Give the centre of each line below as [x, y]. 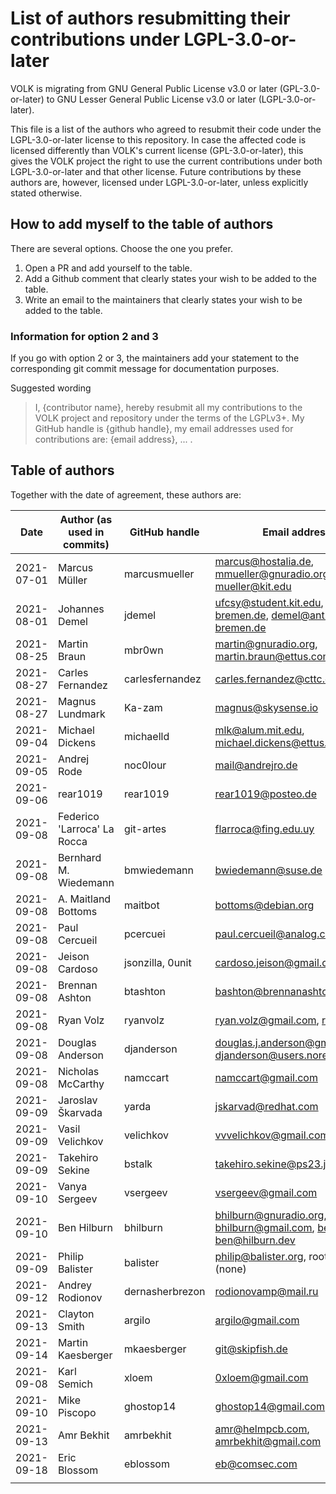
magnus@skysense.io [266, 707]
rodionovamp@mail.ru [266, 1291]
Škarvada [80, 1112]
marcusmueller [159, 574]
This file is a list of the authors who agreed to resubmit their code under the [166, 129]
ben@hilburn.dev [255, 1240]
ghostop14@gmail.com [270, 1406]
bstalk [138, 1164]
